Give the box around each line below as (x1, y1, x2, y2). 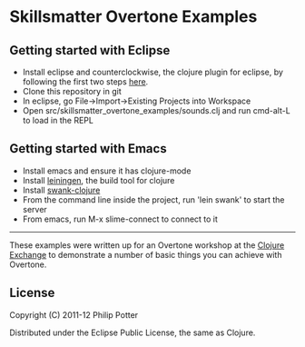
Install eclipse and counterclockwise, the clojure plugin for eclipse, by (22, 66, 284, 77)
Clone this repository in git (22, 86, 122, 96)
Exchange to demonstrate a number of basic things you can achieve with (9, 249, 282, 260)
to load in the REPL (22, 115, 93, 125)
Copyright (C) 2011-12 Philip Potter (9, 309, 139, 320)
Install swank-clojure (22, 184, 101, 195)
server (22, 203, 47, 214)
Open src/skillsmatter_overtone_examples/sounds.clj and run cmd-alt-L (22, 105, 290, 115)
